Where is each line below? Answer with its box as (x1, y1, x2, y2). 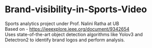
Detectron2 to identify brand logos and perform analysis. (5, 37, 125, 43)
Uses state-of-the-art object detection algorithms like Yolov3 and (5, 31, 143, 37)
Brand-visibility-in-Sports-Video (5, 4, 147, 15)
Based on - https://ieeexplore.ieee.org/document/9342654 (5, 26, 129, 32)
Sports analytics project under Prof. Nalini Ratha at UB (5, 20, 119, 27)
